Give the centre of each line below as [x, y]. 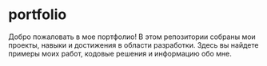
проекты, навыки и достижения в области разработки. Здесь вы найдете [133, 45]
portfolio [38, 15]
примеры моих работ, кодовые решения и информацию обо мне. [120, 53]
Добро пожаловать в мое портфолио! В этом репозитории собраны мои [132, 37]
